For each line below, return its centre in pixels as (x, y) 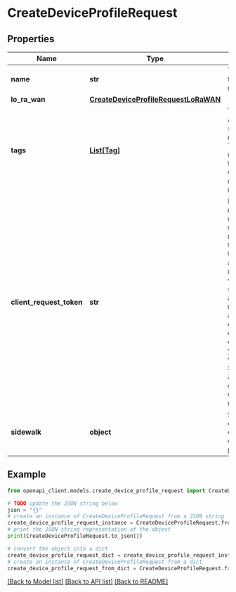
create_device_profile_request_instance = (70, 523)
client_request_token (47, 302)
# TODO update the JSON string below (63, 504)
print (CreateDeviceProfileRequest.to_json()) (75, 536)
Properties (31, 39)
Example (27, 474)
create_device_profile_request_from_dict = (72, 568)
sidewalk (26, 432)
